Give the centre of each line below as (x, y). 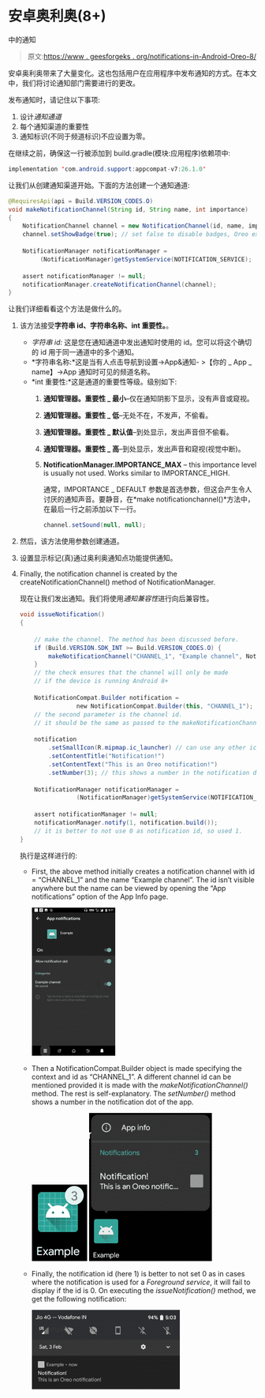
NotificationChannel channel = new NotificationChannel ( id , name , (134, 226)
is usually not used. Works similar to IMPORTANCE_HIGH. (136, 473)
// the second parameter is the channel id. (108, 714)
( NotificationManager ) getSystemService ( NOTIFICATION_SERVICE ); (146, 259)
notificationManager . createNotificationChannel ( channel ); (119, 284)
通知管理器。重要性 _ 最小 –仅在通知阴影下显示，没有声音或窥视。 (148, 399)
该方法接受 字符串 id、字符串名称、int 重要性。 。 (96, 325)
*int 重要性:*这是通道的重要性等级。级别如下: (104, 382)
